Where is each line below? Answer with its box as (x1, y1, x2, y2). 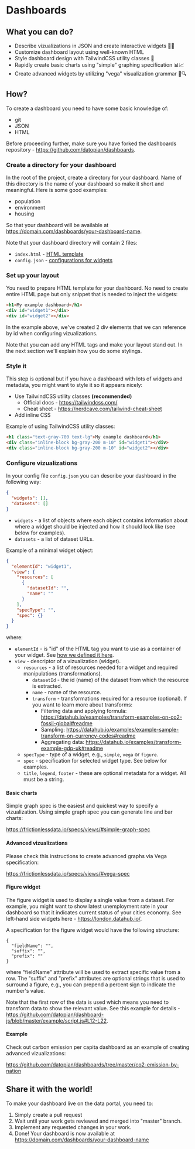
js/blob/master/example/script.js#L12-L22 (6, 1017, 107, 1024)
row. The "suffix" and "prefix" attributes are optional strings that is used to (6, 975, 186, 982)
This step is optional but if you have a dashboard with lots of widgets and (6, 375, 183, 382)
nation (6, 1067, 22, 1074)
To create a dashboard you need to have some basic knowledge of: (6, 105, 169, 112)
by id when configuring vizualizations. (6, 330, 98, 337)
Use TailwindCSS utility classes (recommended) (14, 393, 132, 400)
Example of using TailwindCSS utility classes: (6, 423, 115, 430)
